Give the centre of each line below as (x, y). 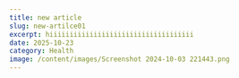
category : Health (42, 51)
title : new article (46, 17)
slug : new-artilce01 (48, 26)
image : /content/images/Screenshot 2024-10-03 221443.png (119, 59)
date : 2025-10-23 (42, 43)
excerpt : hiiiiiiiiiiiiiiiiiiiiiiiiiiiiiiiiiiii (102, 34)
